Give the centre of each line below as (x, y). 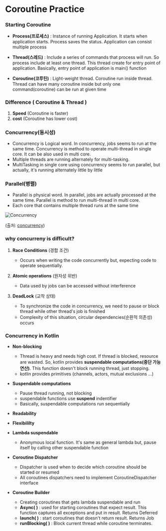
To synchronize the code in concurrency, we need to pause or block (90, 306)
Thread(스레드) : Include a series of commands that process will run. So (86, 57)
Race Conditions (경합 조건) (41, 250)
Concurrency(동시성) (30, 132)
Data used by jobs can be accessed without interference (78, 285)
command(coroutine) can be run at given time (59, 89)
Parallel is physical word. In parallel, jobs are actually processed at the (84, 195)
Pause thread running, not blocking (56, 393)
